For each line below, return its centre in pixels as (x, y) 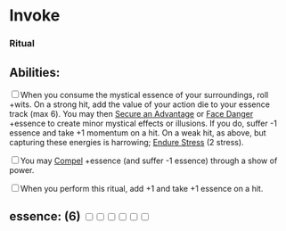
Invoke (35, 16)
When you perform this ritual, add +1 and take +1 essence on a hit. (142, 188)
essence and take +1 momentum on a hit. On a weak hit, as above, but (138, 132)
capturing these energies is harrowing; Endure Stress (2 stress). (127, 142)
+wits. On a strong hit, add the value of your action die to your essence (139, 104)
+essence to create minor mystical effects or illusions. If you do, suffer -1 (143, 123)
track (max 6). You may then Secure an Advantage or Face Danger (131, 113)
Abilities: (35, 72)
